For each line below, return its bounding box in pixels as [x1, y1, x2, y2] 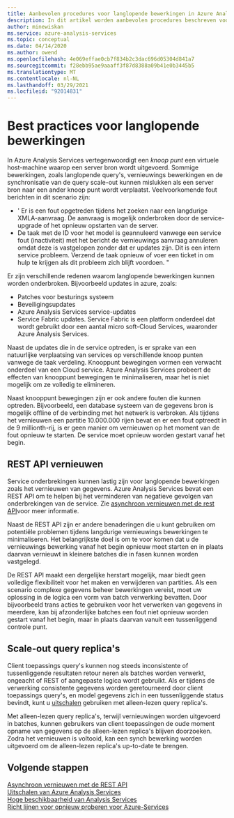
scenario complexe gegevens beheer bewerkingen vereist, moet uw [7, 585, 202, 593]
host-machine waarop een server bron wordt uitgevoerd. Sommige [7, 163, 199, 172]
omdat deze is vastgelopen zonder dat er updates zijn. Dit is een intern [17, 243, 221, 252]
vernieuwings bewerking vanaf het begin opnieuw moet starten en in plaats [7, 542, 224, 551]
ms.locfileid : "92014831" [7, 88, 82, 95]
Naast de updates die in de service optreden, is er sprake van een [7, 343, 196, 352]
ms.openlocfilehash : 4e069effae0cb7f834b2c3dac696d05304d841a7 [7, 56, 195, 63]
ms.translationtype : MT [7, 68, 77, 75]
